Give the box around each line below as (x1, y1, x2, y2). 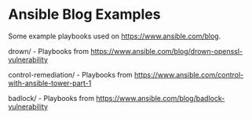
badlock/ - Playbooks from (8, 93, 95, 103)
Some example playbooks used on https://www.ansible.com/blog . (8, 31, 221, 41)
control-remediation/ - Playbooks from (8, 70, 133, 79)
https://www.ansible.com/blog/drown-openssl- (89, 46, 243, 56)
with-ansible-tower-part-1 (8, 78, 92, 88)
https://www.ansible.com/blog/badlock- (96, 93, 225, 103)
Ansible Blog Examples (8, 5, 161, 23)
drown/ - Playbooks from (8, 46, 89, 56)
